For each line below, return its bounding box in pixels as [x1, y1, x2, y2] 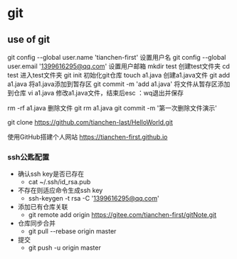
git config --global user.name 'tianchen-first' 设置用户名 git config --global [7, 53, 226, 61]
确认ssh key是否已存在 [17, 169, 84, 179]
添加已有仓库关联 [17, 203, 68, 211]
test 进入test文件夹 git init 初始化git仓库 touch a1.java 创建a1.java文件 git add [7, 71, 230, 79]
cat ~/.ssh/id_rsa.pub [28, 178, 91, 186]
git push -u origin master [28, 243, 101, 252]
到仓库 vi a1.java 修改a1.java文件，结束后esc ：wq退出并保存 [7, 89, 184, 97]
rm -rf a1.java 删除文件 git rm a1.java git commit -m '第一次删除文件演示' [7, 104, 217, 112]
